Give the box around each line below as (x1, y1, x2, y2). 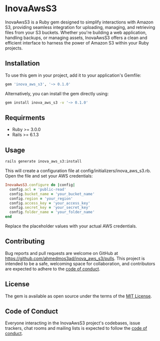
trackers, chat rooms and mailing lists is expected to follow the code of (5, 325, 147, 331)
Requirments (5, 114, 45, 122)
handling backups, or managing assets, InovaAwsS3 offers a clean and (5, 35, 148, 41)
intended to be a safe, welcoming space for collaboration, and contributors (5, 260, 155, 267)
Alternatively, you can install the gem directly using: (5, 91, 109, 96)
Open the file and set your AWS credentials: (5, 173, 93, 179)
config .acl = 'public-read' (9, 187, 67, 192)
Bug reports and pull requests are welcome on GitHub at (5, 250, 119, 256)
